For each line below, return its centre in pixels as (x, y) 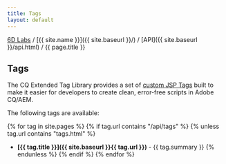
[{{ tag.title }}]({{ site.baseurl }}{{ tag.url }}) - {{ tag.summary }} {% (116, 147)
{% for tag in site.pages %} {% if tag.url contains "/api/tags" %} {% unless (113, 126)
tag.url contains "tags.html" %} (51, 134)
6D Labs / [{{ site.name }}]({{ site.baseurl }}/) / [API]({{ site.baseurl (103, 39)
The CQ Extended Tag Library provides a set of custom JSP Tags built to (111, 85)
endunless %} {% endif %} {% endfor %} (76, 154)
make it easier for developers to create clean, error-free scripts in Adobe (111, 92)
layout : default (30, 20)
